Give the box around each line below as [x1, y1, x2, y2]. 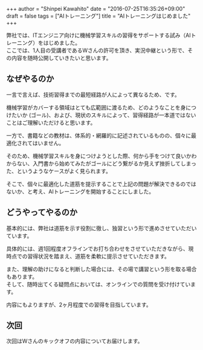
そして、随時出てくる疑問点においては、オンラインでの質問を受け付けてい [6, 280, 191, 288]
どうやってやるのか [6, 207, 77, 217]
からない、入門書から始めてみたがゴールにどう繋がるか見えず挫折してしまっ [6, 160, 197, 167]
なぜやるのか [6, 74, 54, 84]
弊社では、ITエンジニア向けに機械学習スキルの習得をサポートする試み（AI [6, 31, 192, 39]
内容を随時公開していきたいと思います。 [11, 54, 112, 61]
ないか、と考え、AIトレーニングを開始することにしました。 [6, 188, 155, 195]
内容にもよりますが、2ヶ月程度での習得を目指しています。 [6, 301, 152, 308]
